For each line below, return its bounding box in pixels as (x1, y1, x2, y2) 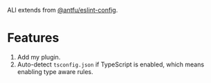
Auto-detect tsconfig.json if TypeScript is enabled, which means (17, 60, 205, 68)
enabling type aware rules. (17, 67, 93, 75)
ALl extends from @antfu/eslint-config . (7, 6, 118, 14)
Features (7, 30, 59, 46)
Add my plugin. (17, 53, 61, 61)
